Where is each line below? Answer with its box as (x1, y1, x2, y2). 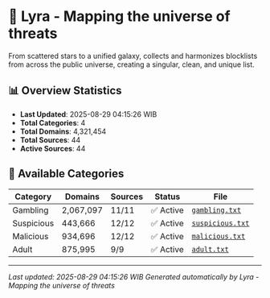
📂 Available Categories (8, 167, 125, 180)
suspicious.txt (191, 218, 250, 228)
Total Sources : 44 (19, 135, 81, 144)
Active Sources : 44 (19, 143, 86, 153)
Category (14, 191, 52, 202)
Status (154, 191, 181, 202)
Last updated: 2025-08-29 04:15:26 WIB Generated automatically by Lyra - (8, 271, 260, 281)
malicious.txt (191, 231, 246, 241)
